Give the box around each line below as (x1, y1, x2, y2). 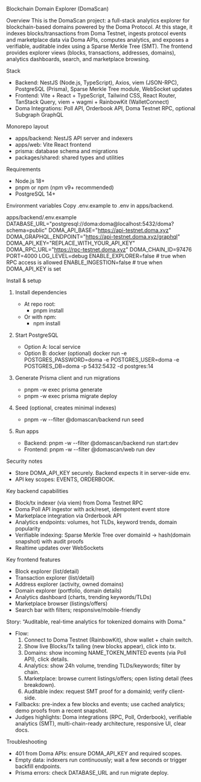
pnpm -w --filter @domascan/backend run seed (24, 416, 144, 423)
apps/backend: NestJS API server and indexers (14, 134, 133, 142)
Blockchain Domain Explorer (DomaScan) (6, 5, 109, 12)
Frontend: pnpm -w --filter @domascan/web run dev (24, 446, 156, 453)
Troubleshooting (6, 738, 47, 745)
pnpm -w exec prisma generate (24, 386, 103, 393)
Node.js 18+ (14, 177, 45, 184)
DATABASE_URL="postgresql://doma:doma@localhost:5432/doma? (6, 220, 174, 227)
